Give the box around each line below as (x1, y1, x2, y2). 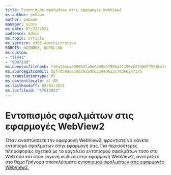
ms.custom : (5, 50, 28, 55)
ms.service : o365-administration (5, 41, 76, 46)
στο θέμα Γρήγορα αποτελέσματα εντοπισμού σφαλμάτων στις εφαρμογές (5, 159, 164, 165)
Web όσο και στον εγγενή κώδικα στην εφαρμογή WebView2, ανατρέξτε (5, 154, 159, 160)
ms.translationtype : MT (5, 74, 56, 79)
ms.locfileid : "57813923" (5, 87, 60, 93)
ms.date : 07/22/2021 (5, 26, 49, 32)
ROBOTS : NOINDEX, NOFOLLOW (5, 45, 63, 50)
